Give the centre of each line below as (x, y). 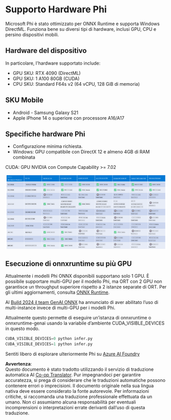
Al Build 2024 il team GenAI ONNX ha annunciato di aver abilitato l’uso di (82, 302)
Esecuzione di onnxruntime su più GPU (69, 264)
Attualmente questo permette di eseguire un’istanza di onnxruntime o (78, 318)
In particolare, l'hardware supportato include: (53, 63)
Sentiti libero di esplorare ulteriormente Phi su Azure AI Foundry (72, 354)
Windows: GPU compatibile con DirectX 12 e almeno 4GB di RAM (81, 152)
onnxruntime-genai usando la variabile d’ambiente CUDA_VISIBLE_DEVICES (85, 323)
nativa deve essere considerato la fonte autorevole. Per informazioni (77, 391)
